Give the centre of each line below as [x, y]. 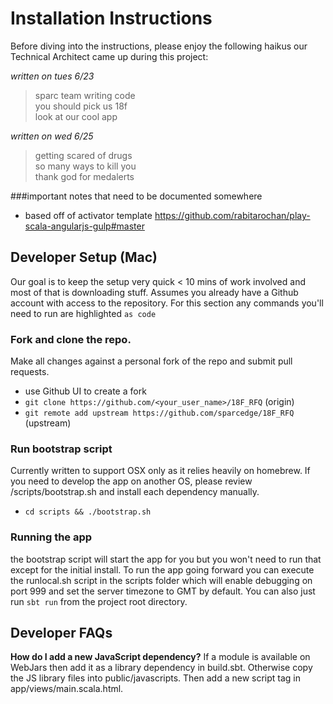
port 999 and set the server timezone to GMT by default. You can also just [163, 591]
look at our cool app [76, 116]
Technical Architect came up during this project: [109, 56]
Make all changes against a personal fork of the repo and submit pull [151, 361]
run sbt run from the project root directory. [99, 601]
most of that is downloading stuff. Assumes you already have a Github [154, 292]
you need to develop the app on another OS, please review [131, 481]
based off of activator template [88, 215]
